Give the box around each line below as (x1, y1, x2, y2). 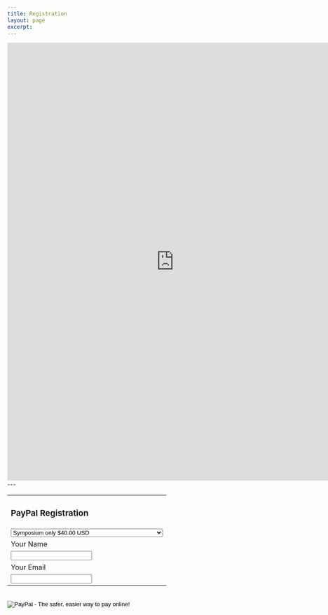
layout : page (7, 17, 46, 24)
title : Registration (7, 10, 68, 18)
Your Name (11, 539, 48, 549)
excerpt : (7, 23, 33, 30)
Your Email (11, 562, 46, 572)
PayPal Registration (11, 507, 89, 518)
